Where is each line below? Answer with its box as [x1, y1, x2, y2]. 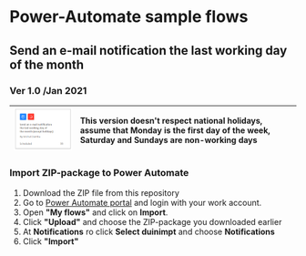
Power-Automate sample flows [9, 6, 249, 27]
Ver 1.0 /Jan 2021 [9, 84, 87, 97]
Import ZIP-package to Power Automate [9, 167, 189, 179]
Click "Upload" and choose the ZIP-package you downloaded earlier [22, 216, 282, 227]
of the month [9, 56, 85, 72]
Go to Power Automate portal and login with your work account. [22, 197, 262, 208]
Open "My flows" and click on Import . [22, 207, 168, 218]
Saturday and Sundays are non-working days [79, 134, 258, 145]
